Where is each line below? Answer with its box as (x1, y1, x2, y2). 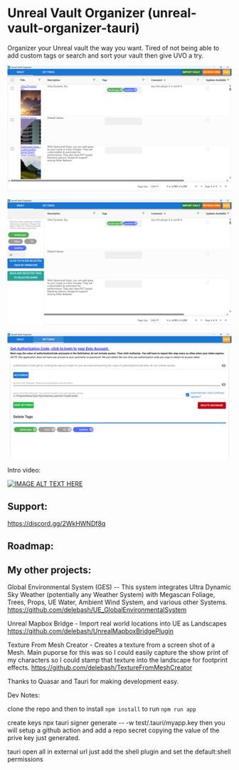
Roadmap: (7, 539, 54, 552)
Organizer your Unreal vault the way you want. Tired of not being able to (7, 43, 220, 52)
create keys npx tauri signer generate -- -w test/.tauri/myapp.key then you (7, 719, 225, 727)
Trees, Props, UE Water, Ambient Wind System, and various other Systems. (7, 598, 228, 606)
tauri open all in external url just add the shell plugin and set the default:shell (7, 747, 231, 756)
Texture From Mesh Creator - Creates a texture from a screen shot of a (7, 640, 216, 649)
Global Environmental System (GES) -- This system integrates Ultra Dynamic (7, 583, 231, 591)
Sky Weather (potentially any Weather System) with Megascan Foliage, (7, 591, 216, 599)
